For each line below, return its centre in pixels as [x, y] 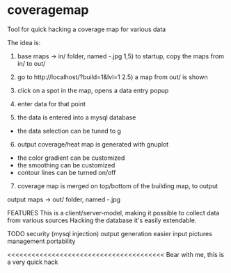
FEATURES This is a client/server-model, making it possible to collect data [113, 213]
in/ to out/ [31, 63]
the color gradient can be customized [71, 158]
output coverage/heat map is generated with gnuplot [93, 144]
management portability [41, 241]
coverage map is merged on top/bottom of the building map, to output [118, 185]
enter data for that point [51, 104]
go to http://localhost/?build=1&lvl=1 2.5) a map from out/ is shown [112, 77]
